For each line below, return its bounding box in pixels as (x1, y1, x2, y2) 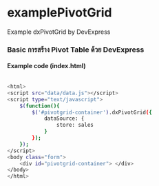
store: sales (56, 122, 94, 129)
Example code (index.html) (7, 62, 86, 70)
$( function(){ (19, 102, 60, 110)
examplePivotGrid (7, 5, 112, 21)
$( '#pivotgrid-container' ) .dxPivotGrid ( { (32, 109, 153, 116)
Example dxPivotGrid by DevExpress (7, 28, 111, 36)
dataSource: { (43, 115, 85, 122)
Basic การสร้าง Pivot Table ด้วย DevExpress (7, 45, 145, 54)
